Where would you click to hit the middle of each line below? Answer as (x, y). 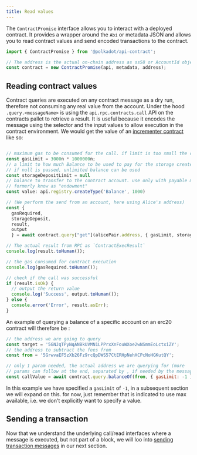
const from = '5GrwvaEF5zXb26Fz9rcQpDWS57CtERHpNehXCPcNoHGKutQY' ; (90, 355)
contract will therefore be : (38, 328)
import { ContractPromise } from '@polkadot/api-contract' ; (81, 51)
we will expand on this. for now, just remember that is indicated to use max (96, 394)
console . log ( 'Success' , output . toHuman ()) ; (65, 295)
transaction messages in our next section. (57, 446)
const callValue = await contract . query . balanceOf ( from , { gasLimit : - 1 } (99, 377)
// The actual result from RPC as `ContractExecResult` (76, 246)
